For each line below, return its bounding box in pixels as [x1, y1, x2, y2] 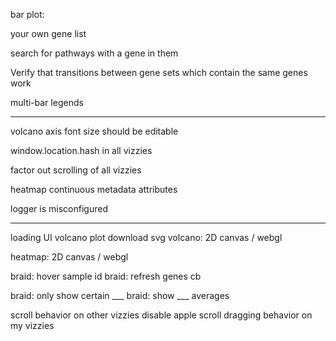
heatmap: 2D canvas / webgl [10, 251, 129, 263]
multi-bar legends [10, 97, 84, 108]
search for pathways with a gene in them [10, 47, 179, 59]
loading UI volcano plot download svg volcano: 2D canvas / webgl [10, 232, 283, 243]
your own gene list [10, 28, 87, 39]
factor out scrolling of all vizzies [10, 164, 142, 176]
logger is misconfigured [10, 203, 108, 214]
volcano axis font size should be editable [10, 125, 179, 137]
